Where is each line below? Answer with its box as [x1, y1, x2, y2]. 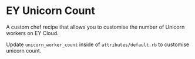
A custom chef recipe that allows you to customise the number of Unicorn [6, 23, 185, 30]
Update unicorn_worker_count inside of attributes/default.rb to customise [6, 41, 190, 48]
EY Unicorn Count [6, 4, 95, 18]
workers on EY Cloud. [6, 29, 59, 36]
